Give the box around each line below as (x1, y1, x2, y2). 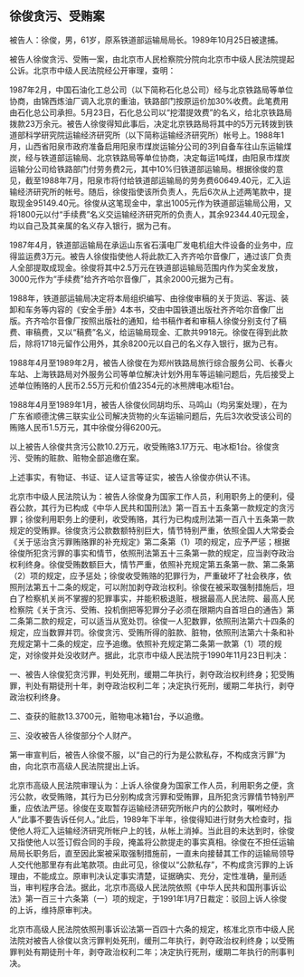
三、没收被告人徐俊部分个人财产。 (9, 730, 137, 740)
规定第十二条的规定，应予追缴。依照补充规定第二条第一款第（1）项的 (16, 638, 274, 649)
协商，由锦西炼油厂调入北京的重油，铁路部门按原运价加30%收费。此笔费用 (9, 95, 290, 106)
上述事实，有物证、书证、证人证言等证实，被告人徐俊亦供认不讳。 (9, 471, 255, 482)
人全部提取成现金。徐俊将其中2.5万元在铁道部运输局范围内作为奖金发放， (9, 262, 283, 273)
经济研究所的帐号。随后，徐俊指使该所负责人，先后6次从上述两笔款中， (16, 186, 284, 197)
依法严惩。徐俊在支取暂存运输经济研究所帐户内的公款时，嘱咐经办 (33, 802, 279, 813)
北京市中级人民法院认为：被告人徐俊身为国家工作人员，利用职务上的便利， (9, 490, 287, 501)
